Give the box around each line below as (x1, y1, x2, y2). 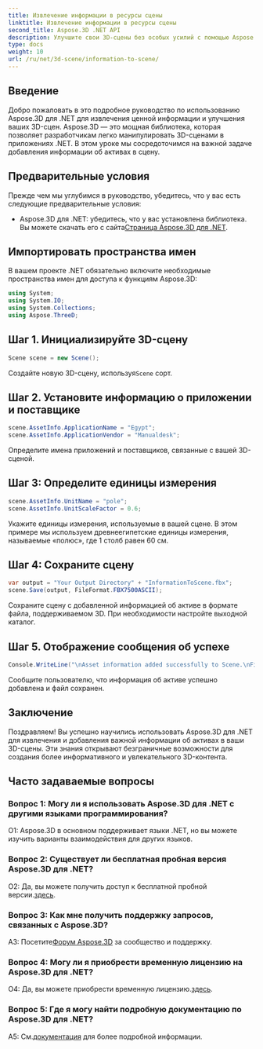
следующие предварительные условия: (8, 199, 142, 208)
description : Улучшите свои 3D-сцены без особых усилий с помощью (8, 33, 229, 42)
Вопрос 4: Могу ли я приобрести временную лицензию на (8, 956, 243, 967)
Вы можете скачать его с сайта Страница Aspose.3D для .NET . (19, 222, 229, 232)
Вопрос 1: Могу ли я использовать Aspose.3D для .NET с (8, 799, 235, 809)
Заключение (8, 706, 74, 719)
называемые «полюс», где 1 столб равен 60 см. (8, 535, 169, 545)
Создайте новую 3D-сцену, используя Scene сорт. (8, 368, 173, 378)
